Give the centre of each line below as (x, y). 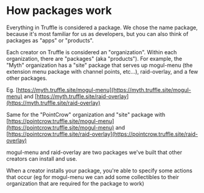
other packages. (27, 78)
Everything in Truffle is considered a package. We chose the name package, (102, 27)
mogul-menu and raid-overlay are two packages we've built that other (94, 152)
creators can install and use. (42, 158)
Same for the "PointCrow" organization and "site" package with (86, 114)
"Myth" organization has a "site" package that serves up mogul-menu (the (100, 65)
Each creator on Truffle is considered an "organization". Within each (92, 52)
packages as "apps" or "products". (50, 40)
